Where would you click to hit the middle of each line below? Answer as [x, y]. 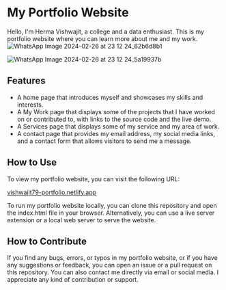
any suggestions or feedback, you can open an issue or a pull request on [110, 265]
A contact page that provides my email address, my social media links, [116, 133]
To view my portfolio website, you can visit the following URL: [94, 179]
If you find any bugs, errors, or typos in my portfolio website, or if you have [113, 258]
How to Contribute [47, 241]
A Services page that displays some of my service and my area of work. [118, 126]
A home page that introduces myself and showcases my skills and [110, 97]
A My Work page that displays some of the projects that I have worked [116, 111]
